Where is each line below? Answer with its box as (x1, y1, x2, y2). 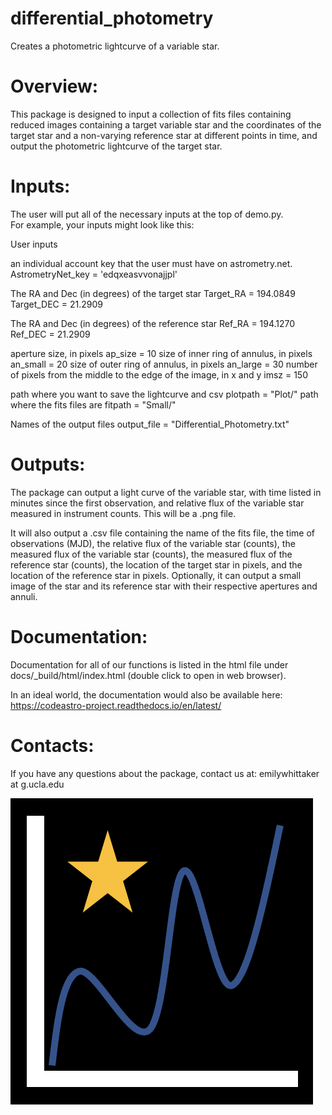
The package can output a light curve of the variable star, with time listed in (10, 486, 322, 498)
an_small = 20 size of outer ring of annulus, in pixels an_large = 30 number (10, 358, 318, 370)
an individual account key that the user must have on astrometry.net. (10, 257, 293, 269)
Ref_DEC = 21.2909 (10, 328, 91, 340)
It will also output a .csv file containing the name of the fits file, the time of (10, 527, 315, 539)
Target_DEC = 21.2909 (10, 298, 103, 310)
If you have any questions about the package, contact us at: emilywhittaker (10, 767, 320, 779)
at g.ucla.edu (10, 778, 65, 790)
